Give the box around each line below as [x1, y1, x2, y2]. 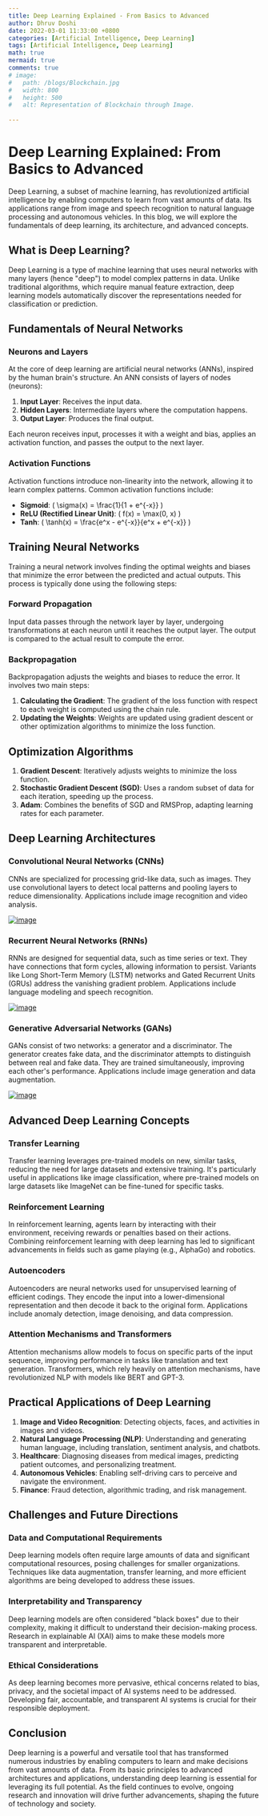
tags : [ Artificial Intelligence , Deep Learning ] [8, 42, 174, 50]
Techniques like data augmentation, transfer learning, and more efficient [8, 1567, 246, 1577]
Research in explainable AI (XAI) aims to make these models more [8, 1631, 226, 1641]
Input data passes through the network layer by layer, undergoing [8, 617, 224, 626]
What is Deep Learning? [8, 243, 130, 257]
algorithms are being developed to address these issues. [8, 1576, 195, 1585]
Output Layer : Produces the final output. [19, 414, 154, 424]
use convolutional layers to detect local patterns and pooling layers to [8, 882, 238, 892]
